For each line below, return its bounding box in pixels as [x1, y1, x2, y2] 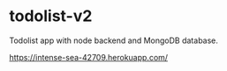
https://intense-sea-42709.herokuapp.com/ [9, 52, 169, 62]
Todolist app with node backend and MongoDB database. [9, 35, 219, 46]
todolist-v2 [9, 6, 93, 26]
